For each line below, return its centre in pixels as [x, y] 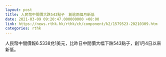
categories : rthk [23, 28]
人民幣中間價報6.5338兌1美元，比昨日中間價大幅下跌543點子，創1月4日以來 [83, 43]
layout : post [19, 10]
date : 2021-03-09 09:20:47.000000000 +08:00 [52, 19]
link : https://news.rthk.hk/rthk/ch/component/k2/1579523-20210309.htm [81, 24]
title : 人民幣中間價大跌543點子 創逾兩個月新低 [50, 14]
